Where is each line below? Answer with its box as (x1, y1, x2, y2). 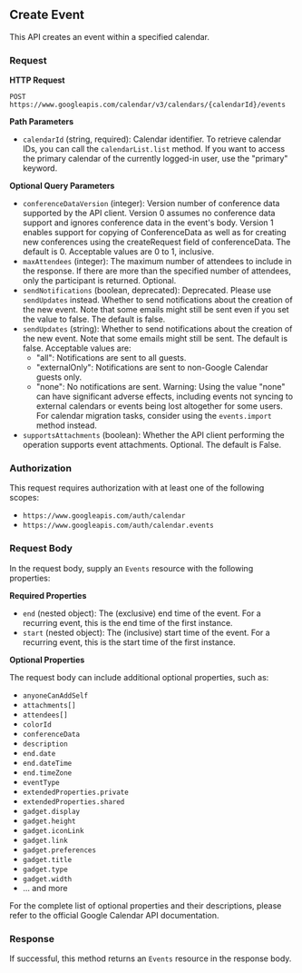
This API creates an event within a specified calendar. (9, 31, 210, 42)
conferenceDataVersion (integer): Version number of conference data (22, 198, 280, 209)
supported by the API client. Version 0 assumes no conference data (22, 208, 276, 219)
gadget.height (22, 817, 76, 826)
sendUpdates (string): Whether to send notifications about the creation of (22, 323, 293, 334)
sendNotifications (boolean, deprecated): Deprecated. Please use (22, 285, 272, 296)
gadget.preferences (22, 845, 97, 855)
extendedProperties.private (22, 788, 129, 797)
